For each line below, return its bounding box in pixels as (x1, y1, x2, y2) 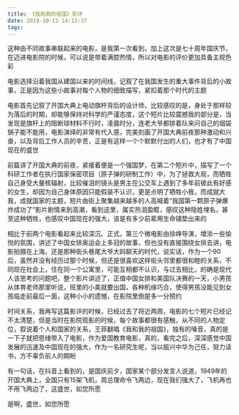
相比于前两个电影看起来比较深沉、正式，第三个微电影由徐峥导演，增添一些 (7, 230, 225, 238)
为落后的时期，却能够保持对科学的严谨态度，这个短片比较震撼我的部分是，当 (7, 110, 232, 118)
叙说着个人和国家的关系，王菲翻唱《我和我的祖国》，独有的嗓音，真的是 (19, 325, 229, 334)
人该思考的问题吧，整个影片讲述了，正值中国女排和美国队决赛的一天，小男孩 (7, 274, 232, 282)
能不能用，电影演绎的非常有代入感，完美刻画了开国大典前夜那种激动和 (19, 128, 225, 136)
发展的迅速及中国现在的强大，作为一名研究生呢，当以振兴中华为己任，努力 (7, 343, 225, 352)
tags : (7, 24, 23, 31)
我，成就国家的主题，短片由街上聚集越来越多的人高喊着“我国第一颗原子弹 (7, 197, 223, 205)
